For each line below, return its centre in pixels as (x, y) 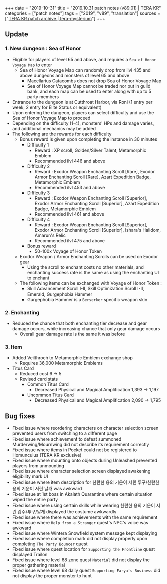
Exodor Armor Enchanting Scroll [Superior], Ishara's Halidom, (98, 230)
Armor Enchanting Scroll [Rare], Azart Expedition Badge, (93, 177)
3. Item (14, 347)
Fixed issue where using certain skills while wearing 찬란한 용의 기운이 (84, 505)
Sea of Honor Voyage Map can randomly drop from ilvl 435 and (85, 70)
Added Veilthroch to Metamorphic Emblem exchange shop (73, 358)
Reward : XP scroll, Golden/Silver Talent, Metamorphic (90, 150)
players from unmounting (38, 466)
